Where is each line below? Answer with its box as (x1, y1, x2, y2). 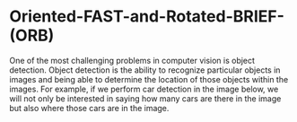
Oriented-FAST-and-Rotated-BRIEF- (9, 6, 285, 27)
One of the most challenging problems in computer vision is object (9, 55, 256, 65)
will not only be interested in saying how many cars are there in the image (9, 92, 282, 104)
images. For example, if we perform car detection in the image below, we (9, 83, 279, 94)
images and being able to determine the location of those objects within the (9, 74, 289, 84)
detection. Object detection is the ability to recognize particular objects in (9, 65, 281, 75)
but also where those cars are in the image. (9, 102, 170, 113)
